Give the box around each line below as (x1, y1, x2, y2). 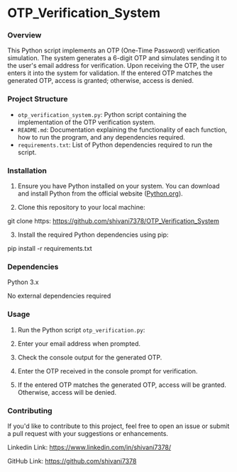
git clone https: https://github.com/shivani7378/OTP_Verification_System (7, 217, 220, 225)
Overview (7, 30, 42, 40)
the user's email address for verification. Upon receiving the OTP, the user (7, 62, 225, 70)
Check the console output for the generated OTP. (17, 353, 162, 361)
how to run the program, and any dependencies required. (17, 133, 186, 141)
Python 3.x (7, 278, 39, 286)
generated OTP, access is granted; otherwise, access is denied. (7, 77, 194, 85)
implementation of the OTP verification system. (17, 118, 156, 126)
